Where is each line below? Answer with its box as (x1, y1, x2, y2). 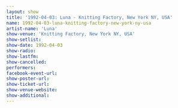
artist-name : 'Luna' (6, 25, 58, 32)
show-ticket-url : (6, 82, 50, 88)
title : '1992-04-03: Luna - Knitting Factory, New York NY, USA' (6, 14, 173, 20)
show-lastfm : (6, 53, 39, 59)
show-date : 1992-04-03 (6, 43, 63, 49)
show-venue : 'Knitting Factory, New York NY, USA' (6, 31, 135, 37)
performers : (6, 64, 36, 71)
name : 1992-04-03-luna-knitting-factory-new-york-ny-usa (6, 20, 152, 26)
